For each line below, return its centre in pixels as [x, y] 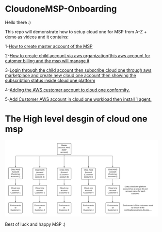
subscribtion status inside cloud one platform [50, 80]
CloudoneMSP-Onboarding [61, 9]
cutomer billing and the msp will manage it [47, 61]
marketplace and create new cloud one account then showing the [71, 75]
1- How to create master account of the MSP [49, 46]
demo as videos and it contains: [37, 37]
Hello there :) [18, 22]
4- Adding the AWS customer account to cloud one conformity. [67, 90]
